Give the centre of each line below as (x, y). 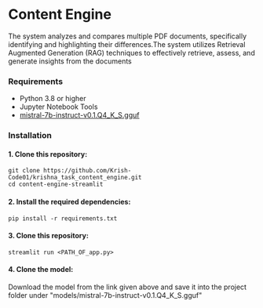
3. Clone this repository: (48, 236)
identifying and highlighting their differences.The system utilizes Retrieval (127, 44)
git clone (24, 171)
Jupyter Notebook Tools (58, 107)
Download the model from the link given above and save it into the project (128, 287)
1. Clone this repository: (48, 154)
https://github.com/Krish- (87, 171)
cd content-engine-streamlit (56, 185)
